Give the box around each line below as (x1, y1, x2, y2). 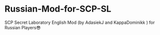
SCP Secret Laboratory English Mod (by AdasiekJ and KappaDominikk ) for (4, 19, 155, 25)
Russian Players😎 (4, 24, 41, 30)
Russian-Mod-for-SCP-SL (4, 3, 111, 15)
